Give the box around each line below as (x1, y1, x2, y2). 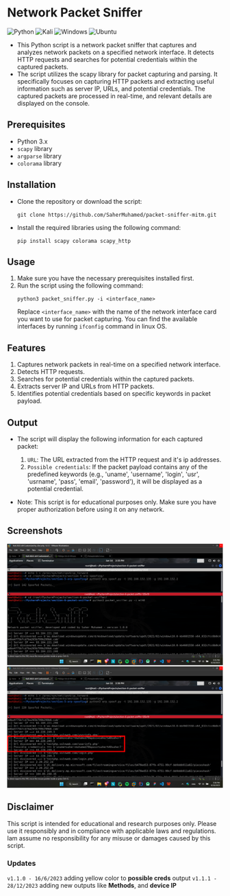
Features (7, 342, 46, 354)
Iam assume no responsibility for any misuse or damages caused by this (7, 834, 211, 842)
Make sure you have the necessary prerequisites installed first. (16, 274, 194, 283)
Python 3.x (16, 137, 48, 145)
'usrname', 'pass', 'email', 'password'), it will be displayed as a (27, 478, 203, 485)
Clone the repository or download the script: (16, 197, 142, 205)
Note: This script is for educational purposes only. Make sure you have (16, 498, 217, 506)
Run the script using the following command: (16, 281, 144, 290)
